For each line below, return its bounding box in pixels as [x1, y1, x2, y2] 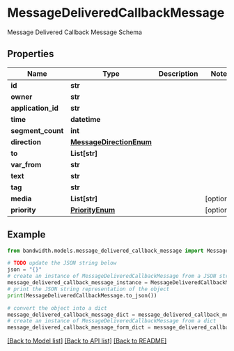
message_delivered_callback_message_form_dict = [7, 324, 151, 331]
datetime [70, 114, 101, 124]
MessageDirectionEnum [70, 137, 152, 147]
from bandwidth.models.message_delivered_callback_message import [7, 247, 204, 254]
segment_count [10, 125, 64, 135]
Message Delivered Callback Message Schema [7, 28, 143, 36]
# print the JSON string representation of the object [7, 286, 170, 292]
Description [158, 68, 198, 78]
